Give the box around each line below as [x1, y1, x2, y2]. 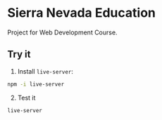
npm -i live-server [7, 81, 65, 88]
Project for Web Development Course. [7, 28, 118, 36]
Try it [7, 48, 31, 60]
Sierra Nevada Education [7, 5, 156, 21]
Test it [17, 93, 36, 102]
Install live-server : [17, 67, 74, 75]
